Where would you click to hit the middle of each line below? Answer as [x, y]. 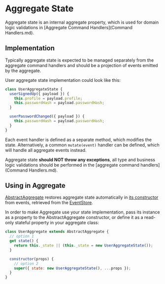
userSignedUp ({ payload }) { [39, 94]
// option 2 [26, 264]
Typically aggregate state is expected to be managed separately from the [80, 60]
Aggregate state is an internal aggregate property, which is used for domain [82, 22]
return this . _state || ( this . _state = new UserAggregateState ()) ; [83, 246]
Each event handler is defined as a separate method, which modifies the [78, 140]
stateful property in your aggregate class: [57, 223]
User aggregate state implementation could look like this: [63, 80]
